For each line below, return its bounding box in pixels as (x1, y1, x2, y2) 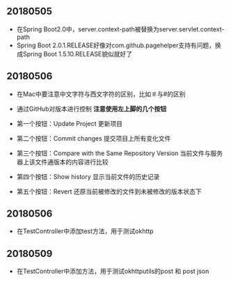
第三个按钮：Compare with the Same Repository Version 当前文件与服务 (16, 149, 223, 157)
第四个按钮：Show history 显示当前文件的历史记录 (16, 172, 160, 180)
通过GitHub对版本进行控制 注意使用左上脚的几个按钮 (16, 104, 167, 113)
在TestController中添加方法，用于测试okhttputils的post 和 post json (16, 267, 209, 276)
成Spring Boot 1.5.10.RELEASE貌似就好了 (16, 49, 133, 58)
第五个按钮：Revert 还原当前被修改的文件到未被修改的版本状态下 (16, 187, 202, 196)
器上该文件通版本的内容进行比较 (16, 157, 109, 166)
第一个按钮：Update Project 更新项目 (16, 119, 123, 127)
